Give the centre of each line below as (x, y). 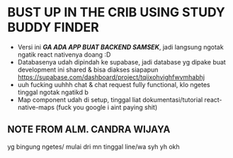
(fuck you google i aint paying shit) (107, 107)
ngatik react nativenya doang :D (64, 55)
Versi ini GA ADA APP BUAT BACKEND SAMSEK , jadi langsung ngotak (121, 47)
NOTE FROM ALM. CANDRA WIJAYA (89, 129)
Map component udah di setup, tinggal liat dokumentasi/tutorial (110, 99)
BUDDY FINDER (53, 27)
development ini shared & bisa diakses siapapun (88, 69)
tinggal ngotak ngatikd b (53, 92)
